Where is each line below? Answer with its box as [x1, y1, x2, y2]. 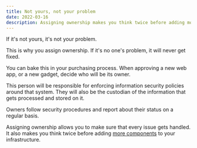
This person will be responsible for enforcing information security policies [6, 82, 185, 89]
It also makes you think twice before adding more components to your [6, 130, 175, 137]
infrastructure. [6, 136, 41, 143]
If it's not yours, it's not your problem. [6, 36, 97, 43]
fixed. [6, 53, 20, 60]
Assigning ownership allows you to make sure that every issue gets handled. [6, 124, 191, 131]
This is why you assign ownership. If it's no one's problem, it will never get [6, 47, 186, 54]
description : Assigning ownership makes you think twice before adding [6, 19, 185, 25]
